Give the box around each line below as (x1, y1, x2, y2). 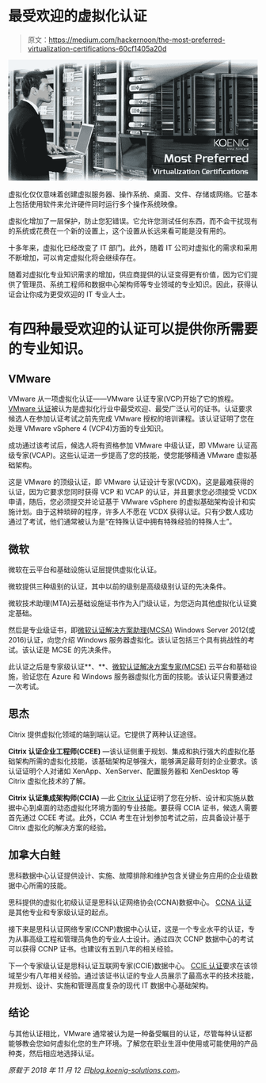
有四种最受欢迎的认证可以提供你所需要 (8, 320, 259, 338)
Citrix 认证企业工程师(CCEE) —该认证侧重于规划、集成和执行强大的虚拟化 (8, 746, 249, 756)
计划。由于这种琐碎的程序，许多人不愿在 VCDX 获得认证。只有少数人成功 (14, 507, 253, 517)
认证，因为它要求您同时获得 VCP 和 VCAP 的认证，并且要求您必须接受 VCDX (8, 487, 257, 497)
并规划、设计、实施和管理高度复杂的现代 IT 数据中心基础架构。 (8, 980, 213, 990)
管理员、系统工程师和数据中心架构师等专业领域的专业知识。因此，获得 (21, 280, 251, 289)
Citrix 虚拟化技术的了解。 (8, 776, 90, 785)
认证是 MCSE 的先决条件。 (28, 645, 116, 654)
